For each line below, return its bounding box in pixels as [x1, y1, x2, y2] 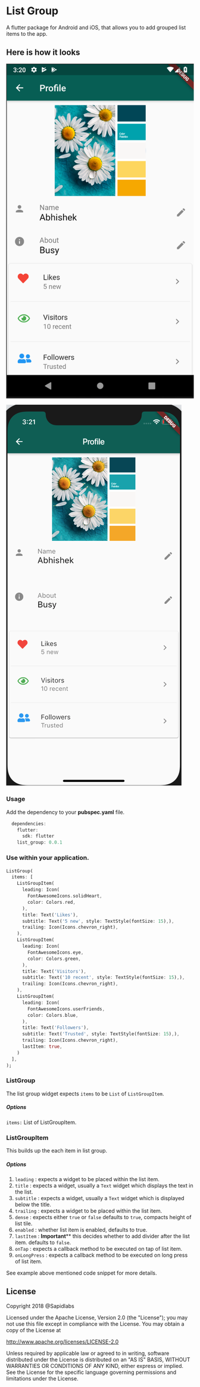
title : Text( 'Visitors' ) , [21, 968, 86, 974]
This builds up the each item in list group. [6, 1147, 108, 1154]
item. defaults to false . [14, 1239, 71, 1246]
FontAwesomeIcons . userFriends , [27, 1006, 105, 1012]
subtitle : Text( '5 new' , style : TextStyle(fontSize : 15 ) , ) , [21, 918, 174, 924]
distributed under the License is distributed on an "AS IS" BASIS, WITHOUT [6, 1355, 190, 1363]
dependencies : [11, 821, 46, 826]
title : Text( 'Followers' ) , [21, 1025, 89, 1031]
